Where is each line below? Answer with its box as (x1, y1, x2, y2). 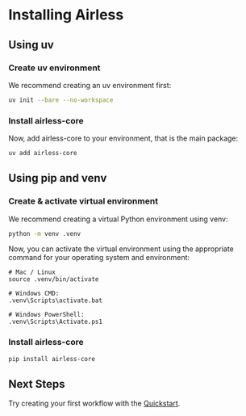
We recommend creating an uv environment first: (8, 80, 172, 90)
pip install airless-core (8, 355, 95, 363)
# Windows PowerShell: (8, 311, 85, 319)
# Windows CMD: (8, 289, 60, 298)
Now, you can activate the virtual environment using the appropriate (8, 244, 234, 254)
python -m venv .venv (8, 229, 81, 237)
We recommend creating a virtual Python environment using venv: (8, 214, 228, 224)
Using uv (8, 38, 54, 52)
